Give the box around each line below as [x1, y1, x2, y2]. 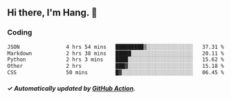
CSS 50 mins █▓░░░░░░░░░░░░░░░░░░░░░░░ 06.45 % [7, 69, 225, 76]
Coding [7, 28, 33, 37]
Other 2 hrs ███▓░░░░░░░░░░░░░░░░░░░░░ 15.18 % [7, 63, 225, 70]
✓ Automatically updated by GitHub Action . [7, 84, 136, 92]
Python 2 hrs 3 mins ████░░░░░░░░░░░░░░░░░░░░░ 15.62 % [7, 56, 225, 63]
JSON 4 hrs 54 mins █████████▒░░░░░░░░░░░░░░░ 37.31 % [7, 43, 225, 51]
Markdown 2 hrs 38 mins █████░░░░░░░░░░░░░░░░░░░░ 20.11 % [7, 50, 225, 57]
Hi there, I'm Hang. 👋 [7, 7, 98, 19]
